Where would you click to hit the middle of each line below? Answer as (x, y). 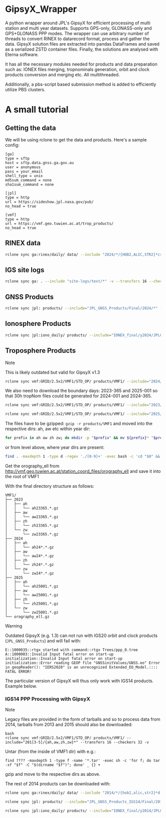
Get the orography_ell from (32, 466)
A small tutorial (37, 110)
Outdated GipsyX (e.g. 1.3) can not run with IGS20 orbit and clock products (82, 635)
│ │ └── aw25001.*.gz (32, 595)
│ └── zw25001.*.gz (32, 612)
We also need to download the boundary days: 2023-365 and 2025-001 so (82, 391)
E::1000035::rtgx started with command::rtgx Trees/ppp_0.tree (72, 650)
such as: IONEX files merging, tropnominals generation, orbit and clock (77, 69)
